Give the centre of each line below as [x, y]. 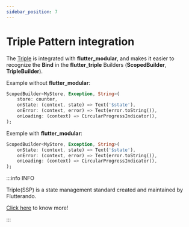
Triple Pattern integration [70, 41]
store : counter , [38, 99]
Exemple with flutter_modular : [44, 133]
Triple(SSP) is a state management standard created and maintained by [95, 190]
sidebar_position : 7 [32, 12]
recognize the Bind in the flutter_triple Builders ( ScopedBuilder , [86, 64]
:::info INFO [20, 178]
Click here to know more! [37, 208]
